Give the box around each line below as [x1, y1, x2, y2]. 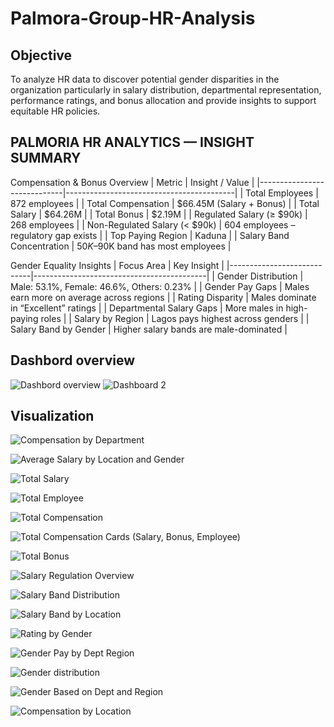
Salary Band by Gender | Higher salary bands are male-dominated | [10, 323, 288, 335]
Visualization [10, 408, 95, 425]
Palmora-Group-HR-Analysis [10, 7, 256, 30]
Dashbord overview [10, 352, 136, 369]
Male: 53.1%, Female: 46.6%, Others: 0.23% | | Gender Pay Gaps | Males [10, 280, 310, 292]
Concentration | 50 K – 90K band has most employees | [10, 240, 232, 252]
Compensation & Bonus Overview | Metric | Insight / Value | [10, 176, 255, 188]
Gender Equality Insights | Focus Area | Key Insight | [10, 259, 225, 271]
